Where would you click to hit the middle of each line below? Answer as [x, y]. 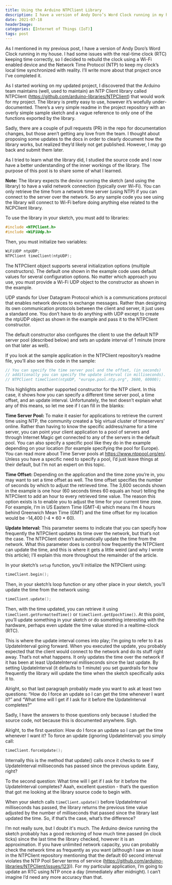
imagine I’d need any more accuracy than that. [54, 877]
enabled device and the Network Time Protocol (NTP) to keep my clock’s [82, 65]
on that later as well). [27, 345]
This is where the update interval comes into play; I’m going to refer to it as [84, 640]
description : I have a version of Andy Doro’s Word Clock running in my [84, 15]
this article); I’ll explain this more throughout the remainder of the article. [81, 555]
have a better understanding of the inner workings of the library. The [78, 165]
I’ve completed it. [24, 76]
